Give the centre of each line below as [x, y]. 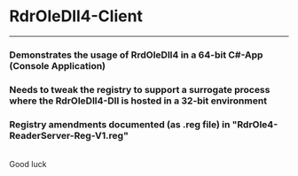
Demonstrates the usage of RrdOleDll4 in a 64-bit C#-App [136, 55]
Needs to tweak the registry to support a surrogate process [140, 89]
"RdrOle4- [255, 124]
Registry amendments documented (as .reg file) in [120, 124]
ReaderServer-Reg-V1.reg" [69, 135]
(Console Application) [58, 65]
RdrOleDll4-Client [76, 16]
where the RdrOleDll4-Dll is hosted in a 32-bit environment [138, 101]
